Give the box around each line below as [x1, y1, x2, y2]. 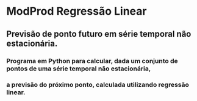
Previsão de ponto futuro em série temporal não [6, 29, 192, 39]
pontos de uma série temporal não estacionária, [6, 64, 151, 73]
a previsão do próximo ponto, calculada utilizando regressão [6, 81, 189, 89]
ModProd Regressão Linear [6, 4, 147, 18]
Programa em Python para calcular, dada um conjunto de [6, 56, 178, 65]
